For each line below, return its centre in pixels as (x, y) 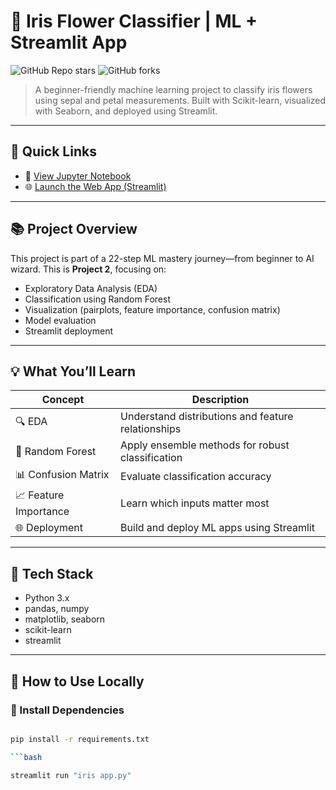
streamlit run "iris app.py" (71, 775)
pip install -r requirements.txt (80, 739)
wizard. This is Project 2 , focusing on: (88, 269)
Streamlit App (69, 42)
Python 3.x (47, 598)
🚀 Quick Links (53, 151)
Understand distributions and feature (207, 417)
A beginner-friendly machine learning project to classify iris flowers (173, 89)
